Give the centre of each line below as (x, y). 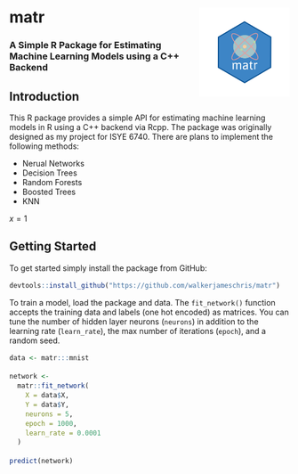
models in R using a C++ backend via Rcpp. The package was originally (141, 127)
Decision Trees (49, 173)
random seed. (35, 340)
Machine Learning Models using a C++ (94, 56)
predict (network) (41, 462)
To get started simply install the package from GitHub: (108, 268)
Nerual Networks (53, 163)
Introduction (44, 96)
